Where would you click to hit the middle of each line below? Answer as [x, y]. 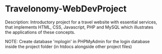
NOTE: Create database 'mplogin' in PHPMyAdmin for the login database [77, 41]
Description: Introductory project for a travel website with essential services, [81, 22]
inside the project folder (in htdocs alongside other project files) [68, 46]
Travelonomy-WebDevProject [66, 9]
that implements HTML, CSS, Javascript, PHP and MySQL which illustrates [79, 27]
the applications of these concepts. [40, 32]
